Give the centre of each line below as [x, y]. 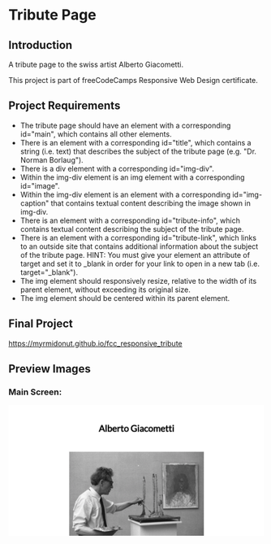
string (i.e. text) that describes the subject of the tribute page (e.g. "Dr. [138, 151]
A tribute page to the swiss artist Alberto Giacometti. [96, 64]
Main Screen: [35, 392]
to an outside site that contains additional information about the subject [139, 246]
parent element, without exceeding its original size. [105, 289]
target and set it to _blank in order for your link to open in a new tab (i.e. [140, 263]
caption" [34, 203]
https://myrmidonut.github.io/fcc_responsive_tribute [95, 343]
